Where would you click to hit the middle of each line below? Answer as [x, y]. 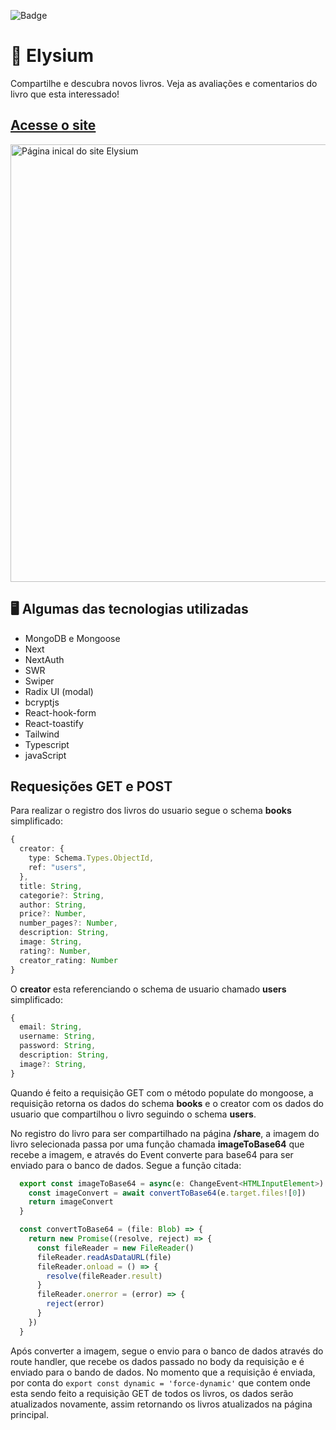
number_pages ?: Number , [68, 923]
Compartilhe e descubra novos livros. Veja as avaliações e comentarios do [164, 83]
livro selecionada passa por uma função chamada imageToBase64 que [157, 1144]
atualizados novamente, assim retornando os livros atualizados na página [161, 1404]
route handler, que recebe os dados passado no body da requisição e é [157, 1361]
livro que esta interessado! [65, 94]
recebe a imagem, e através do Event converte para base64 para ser [152, 1154]
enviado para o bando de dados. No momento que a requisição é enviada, [163, 1372]
